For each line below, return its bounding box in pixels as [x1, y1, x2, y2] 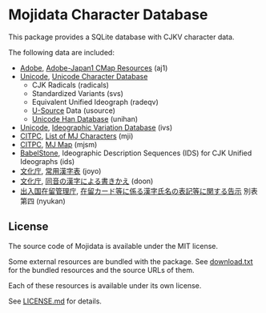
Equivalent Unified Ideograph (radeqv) [31, 97, 159, 106]
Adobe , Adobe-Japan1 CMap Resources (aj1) [19, 62, 168, 73]
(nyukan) [35, 196, 66, 206]
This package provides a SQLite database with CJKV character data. [8, 32, 235, 42]
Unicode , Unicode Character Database [19, 71, 148, 81]
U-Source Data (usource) [31, 106, 116, 115]
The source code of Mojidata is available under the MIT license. [8, 241, 219, 251]
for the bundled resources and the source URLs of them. [8, 265, 195, 275]
